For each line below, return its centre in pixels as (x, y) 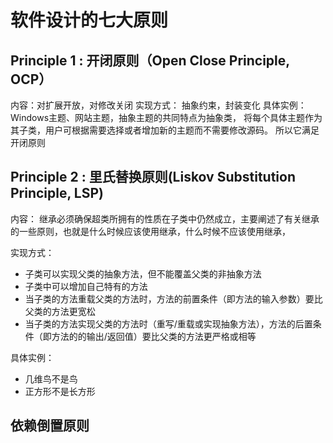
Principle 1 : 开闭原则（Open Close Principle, (150, 60)
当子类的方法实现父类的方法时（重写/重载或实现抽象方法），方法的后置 (168, 323)
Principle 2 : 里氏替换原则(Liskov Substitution (153, 177)
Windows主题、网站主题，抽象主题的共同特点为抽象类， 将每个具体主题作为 (166, 117)
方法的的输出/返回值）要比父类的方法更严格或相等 (154, 336)
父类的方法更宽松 (60, 311)
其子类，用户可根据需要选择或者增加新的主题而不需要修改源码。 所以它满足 (165, 130)
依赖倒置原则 (50, 426)
